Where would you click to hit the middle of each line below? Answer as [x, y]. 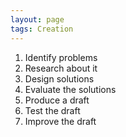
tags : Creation [42, 29]
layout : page [37, 19]
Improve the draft [60, 121]
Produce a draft [57, 100]
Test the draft [52, 110]
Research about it [61, 68]
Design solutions [59, 78]
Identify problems [61, 57]
